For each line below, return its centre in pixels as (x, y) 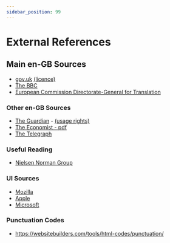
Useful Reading (29, 149)
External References (59, 42)
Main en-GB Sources (46, 64)
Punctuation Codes (36, 221)
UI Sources (23, 179)
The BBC (26, 85)
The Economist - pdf (41, 127)
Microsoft (27, 205)
